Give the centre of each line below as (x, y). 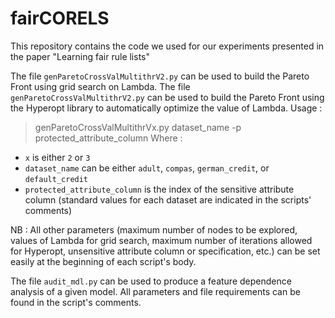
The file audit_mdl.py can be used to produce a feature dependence (151, 281)
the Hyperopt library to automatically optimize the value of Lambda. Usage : (166, 108)
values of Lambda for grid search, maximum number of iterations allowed (161, 240)
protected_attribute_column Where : (108, 138)
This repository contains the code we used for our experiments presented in (167, 46)
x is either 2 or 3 (57, 157)
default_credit (56, 179)
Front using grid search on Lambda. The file (100, 86)
